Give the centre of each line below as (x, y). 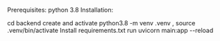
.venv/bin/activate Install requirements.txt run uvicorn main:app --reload (110, 30)
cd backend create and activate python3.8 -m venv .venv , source (101, 23)
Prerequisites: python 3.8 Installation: (60, 10)
